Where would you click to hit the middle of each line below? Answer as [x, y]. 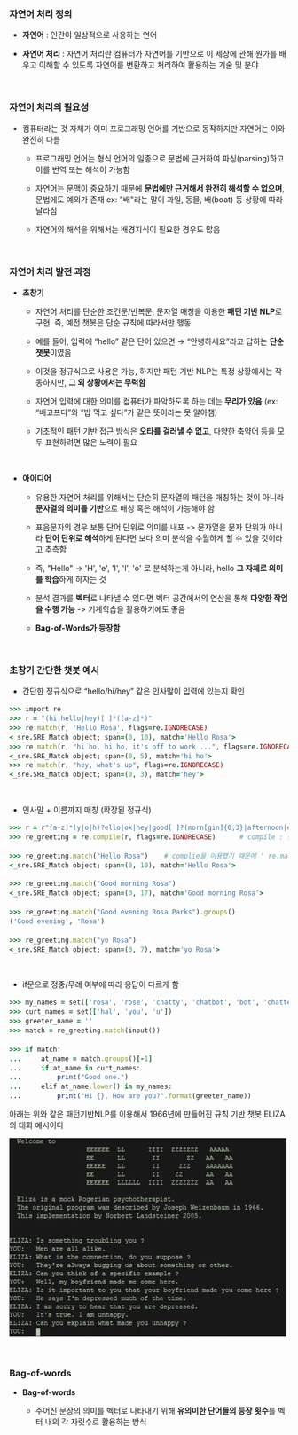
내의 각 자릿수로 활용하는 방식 [96, 1422]
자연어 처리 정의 [41, 13]
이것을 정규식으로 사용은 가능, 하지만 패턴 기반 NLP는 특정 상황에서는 [154, 371]
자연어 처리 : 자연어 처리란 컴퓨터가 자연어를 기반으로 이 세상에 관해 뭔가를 [149, 54]
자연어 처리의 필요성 [49, 107]
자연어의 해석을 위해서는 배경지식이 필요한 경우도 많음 [128, 229]
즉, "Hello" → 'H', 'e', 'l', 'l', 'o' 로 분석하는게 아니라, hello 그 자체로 [151, 568]
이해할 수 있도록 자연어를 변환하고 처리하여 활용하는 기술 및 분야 [149, 65]
